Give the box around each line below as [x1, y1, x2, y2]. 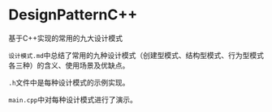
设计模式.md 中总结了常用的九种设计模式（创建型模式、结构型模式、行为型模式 [8, 50, 265, 60]
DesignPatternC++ [8, 6, 138, 24]
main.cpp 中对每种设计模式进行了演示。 [8, 94, 138, 104]
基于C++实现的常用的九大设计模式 [8, 33, 123, 43]
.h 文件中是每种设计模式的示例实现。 [8, 77, 130, 87]
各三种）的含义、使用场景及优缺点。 [8, 60, 130, 70]
